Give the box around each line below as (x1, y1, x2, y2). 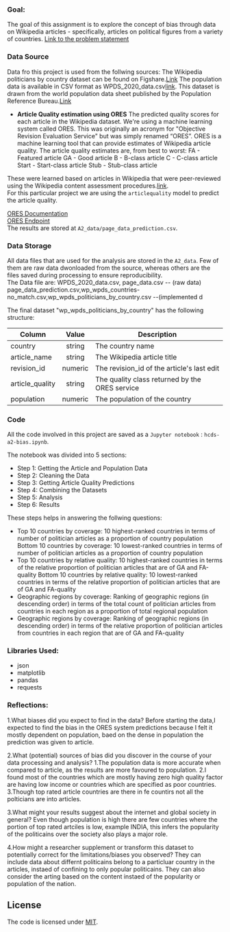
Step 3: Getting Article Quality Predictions (16, 479, 135, 487)
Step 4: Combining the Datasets (16, 486, 107, 494)
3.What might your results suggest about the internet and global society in (7, 808, 217, 816)
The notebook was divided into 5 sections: (7, 451, 127, 459)
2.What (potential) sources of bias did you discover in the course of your (7, 751, 212, 759)
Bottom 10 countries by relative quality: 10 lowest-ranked (37, 570, 198, 579)
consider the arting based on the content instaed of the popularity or (7, 872, 201, 881)
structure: (7, 313, 35, 321)
